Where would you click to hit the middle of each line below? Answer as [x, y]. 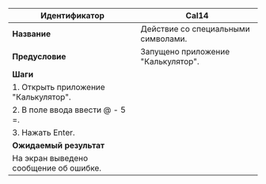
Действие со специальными [196, 29]
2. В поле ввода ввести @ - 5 [69, 110]
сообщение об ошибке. [57, 168]
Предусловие [39, 56]
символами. [164, 39]
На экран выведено [50, 158]
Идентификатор [73, 15]
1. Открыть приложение [59, 87]
